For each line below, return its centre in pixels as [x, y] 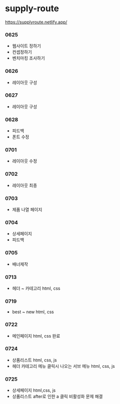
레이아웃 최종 [25, 185]
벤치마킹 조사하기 [28, 58]
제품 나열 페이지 [27, 210]
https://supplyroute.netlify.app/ [36, 22]
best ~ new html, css [33, 312]
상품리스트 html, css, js [34, 360]
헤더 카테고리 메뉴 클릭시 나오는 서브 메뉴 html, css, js [63, 366]
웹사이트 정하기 [26, 46]
